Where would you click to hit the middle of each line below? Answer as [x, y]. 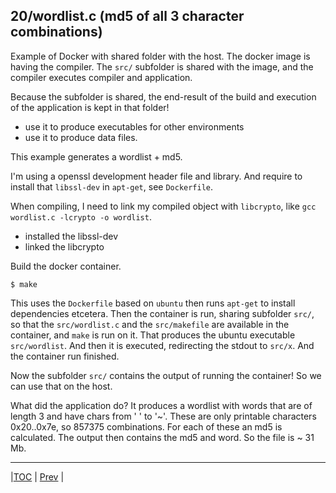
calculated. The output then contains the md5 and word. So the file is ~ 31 [162, 437]
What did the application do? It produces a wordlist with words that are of [161, 405]
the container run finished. [65, 356]
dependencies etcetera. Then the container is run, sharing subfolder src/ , [162, 313]
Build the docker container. [66, 266]
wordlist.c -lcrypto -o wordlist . [81, 216]
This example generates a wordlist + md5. [96, 156]
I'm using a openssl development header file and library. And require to [156, 176]
